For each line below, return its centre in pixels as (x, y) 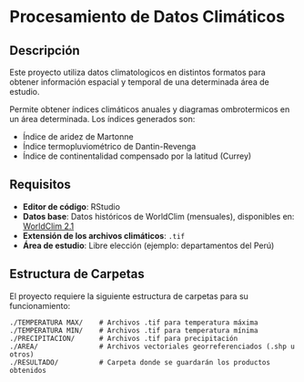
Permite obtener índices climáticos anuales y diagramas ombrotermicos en (150, 109)
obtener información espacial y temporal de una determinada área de (140, 82)
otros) (22, 354)
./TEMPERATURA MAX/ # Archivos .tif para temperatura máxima (134, 322)
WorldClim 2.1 (48, 226)
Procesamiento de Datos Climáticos (147, 17)
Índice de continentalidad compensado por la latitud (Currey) (137, 156)
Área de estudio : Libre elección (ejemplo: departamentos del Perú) (148, 245)
